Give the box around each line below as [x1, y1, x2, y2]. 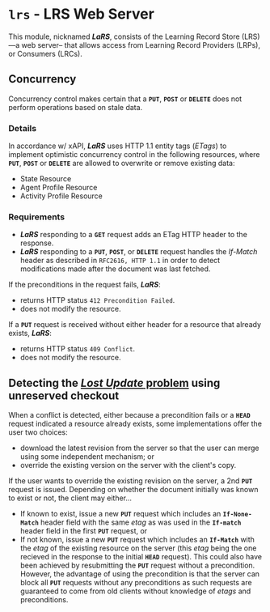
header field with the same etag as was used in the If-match [40, 517, 242, 527]
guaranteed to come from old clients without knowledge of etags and [19, 586, 251, 596]
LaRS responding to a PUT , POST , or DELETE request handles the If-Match [19, 247, 258, 257]
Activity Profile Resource [19, 191, 103, 201]
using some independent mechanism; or [19, 452, 155, 461]
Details [8, 122, 37, 134]
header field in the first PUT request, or [19, 526, 148, 536]
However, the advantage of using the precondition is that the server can [19, 569, 260, 579]
